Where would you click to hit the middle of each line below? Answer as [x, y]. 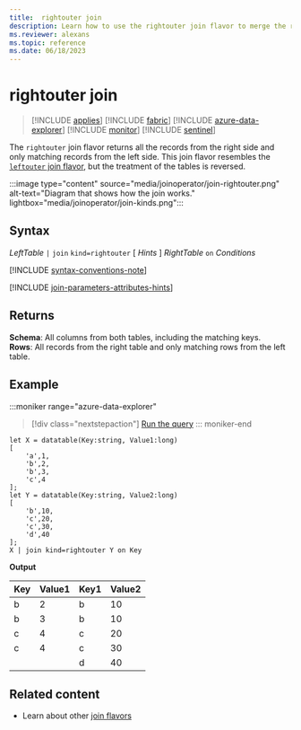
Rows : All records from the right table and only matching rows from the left [147, 347]
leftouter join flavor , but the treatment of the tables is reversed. [128, 166]
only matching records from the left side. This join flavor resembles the [140, 157]
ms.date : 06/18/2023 [48, 51]
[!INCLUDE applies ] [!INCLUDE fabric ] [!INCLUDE [122, 120]
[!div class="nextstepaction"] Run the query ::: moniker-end [142, 424]
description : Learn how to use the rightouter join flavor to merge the [148, 26]
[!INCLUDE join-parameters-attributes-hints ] [91, 287]
